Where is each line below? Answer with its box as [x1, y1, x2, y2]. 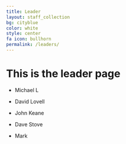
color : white [6, 25, 38, 31]
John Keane [14, 109, 44, 116]
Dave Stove [14, 120, 43, 127]
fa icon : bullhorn [6, 36, 51, 42]
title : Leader [6, 8, 41, 15]
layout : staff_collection [6, 14, 70, 20]
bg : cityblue [6, 19, 38, 25]
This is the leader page [6, 67, 121, 80]
